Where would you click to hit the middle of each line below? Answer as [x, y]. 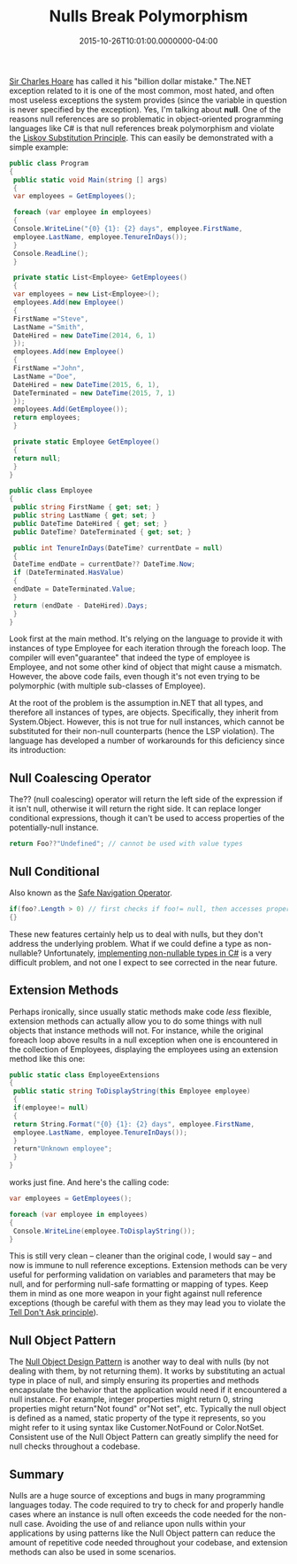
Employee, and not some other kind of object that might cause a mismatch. [146, 667]
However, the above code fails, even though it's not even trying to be [135, 677]
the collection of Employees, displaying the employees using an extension [144, 1049]
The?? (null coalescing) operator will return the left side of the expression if [146, 800]
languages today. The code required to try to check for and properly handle [147, 1505]
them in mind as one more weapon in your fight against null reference [136, 1294]
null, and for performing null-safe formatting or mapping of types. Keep [139, 1284]
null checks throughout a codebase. [75, 1446]
